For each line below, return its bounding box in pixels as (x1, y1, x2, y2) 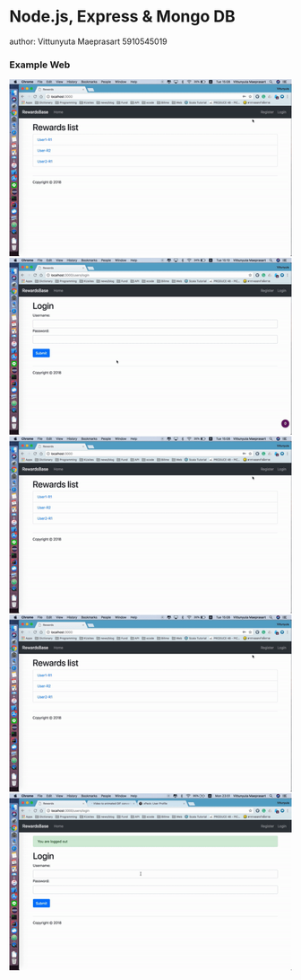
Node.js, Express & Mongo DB (9, 6, 236, 27)
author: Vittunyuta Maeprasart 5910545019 (9, 36, 168, 47)
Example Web (9, 58, 71, 71)
